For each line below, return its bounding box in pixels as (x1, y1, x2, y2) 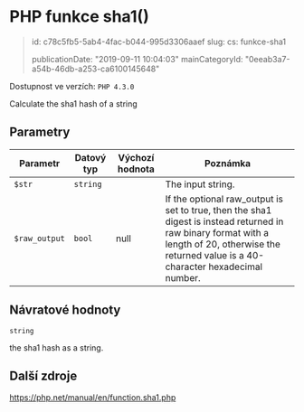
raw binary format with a (165, 226, 270, 239)
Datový (74, 151, 107, 164)
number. (165, 271, 201, 284)
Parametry (9, 125, 71, 140)
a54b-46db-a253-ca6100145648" (31, 63, 160, 74)
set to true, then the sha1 (165, 203, 272, 216)
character (165, 260, 206, 273)
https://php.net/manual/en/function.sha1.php (9, 392, 176, 403)
